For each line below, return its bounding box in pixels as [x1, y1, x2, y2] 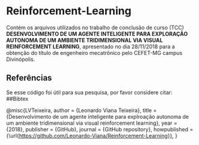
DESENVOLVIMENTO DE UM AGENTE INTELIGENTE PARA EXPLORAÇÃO [6, 30, 188, 37]
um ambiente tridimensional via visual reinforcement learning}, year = [6, 119, 177, 127]
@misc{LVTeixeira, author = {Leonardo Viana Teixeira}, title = [6, 106, 157, 114]
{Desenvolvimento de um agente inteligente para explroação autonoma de [6, 113, 189, 120]
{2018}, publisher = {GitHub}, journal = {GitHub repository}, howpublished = [6, 125, 194, 132]
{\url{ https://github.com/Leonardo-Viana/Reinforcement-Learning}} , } [6, 132, 177, 139]
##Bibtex [6, 95, 29, 102]
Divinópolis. [6, 55, 35, 63]
